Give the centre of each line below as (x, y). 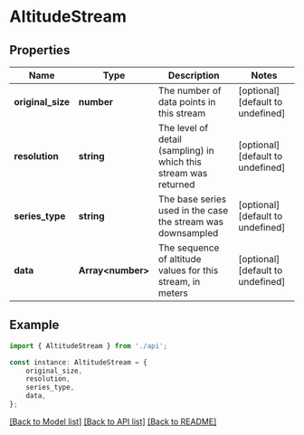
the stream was (191, 222)
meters (173, 293)
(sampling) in (186, 151)
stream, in (179, 282)
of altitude (180, 259)
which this (180, 162)
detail (170, 139)
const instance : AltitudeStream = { (78, 362)
